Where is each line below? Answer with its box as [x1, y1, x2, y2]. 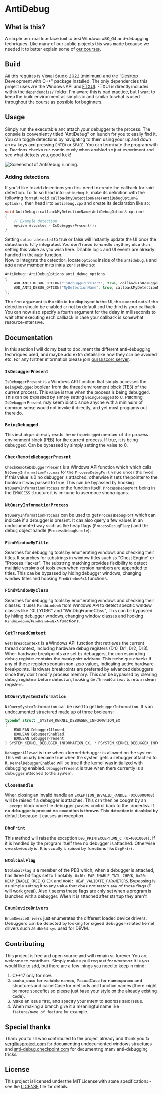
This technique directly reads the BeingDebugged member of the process [5, 432, 148, 438]
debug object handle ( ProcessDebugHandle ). [5, 528, 91, 533]
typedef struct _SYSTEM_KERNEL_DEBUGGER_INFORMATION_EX [5, 718, 120, 723]
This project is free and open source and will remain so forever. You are [5, 953, 148, 959]
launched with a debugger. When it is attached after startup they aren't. [5, 893, 148, 899]
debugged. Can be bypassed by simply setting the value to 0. [5, 442, 128, 448]
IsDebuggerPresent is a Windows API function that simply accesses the [5, 378, 147, 384]
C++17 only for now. [12, 973, 52, 979]
